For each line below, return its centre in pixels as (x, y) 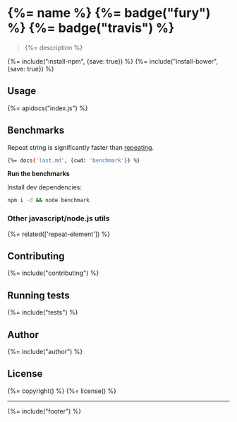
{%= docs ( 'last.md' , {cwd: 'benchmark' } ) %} (74, 160)
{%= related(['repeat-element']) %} (59, 234)
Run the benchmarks (39, 174)
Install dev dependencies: (45, 187)
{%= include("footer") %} (44, 411)
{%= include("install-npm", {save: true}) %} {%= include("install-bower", (113, 61)
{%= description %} (54, 47)
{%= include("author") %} (45, 352)
